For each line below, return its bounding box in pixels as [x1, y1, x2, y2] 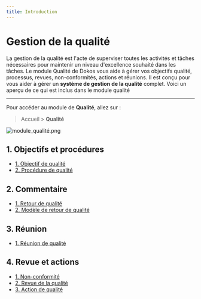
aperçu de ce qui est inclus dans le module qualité [6, 86, 130, 94]
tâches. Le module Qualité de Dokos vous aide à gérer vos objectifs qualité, [6, 67, 193, 74]
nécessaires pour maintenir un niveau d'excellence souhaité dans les [6, 61, 176, 68]
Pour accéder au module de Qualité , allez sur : [6, 103, 121, 111]
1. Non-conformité [14, 273, 60, 280]
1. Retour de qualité [14, 200, 63, 207]
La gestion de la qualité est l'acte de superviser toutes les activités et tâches [6, 55, 194, 62]
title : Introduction [6, 8, 58, 15]
